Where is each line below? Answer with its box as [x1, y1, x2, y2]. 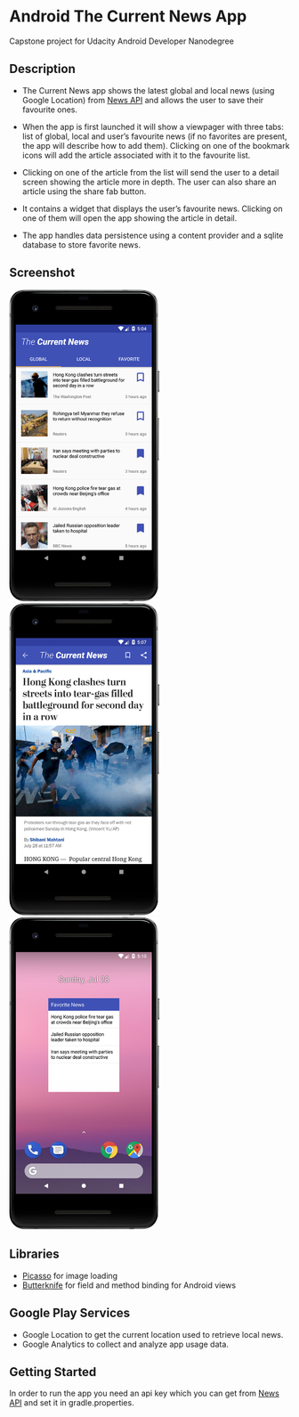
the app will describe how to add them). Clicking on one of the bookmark [21, 140, 290, 151]
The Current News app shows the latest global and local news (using [21, 85, 275, 95]
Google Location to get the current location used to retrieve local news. [21, 1329, 284, 1340]
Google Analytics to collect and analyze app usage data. [21, 1339, 230, 1349]
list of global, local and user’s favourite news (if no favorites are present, [21, 131, 287, 142]
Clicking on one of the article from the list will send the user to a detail [21, 167, 279, 177]
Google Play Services [9, 1306, 131, 1321]
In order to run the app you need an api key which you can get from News [9, 1388, 280, 1399]
